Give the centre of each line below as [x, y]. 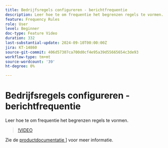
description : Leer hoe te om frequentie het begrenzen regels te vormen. [85, 15]
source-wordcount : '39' [30, 62]
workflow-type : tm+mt [28, 57]
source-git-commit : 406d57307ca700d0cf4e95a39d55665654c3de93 [72, 52]
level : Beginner [22, 29]
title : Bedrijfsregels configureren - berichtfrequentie [66, 10]
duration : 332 [20, 38]
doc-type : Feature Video [31, 33]
